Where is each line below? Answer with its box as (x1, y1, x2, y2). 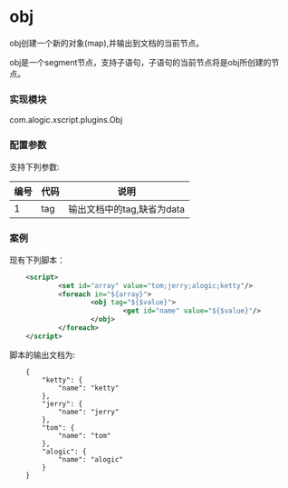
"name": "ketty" (57, 383, 120, 393)
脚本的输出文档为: (9, 349, 76, 360)
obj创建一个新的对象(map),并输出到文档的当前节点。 (9, 37, 205, 48)
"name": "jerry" (57, 407, 120, 416)
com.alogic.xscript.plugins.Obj (9, 115, 123, 125)
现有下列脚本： (9, 254, 65, 265)
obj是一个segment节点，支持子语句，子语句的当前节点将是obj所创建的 (9, 56, 272, 67)
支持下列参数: (9, 161, 61, 172)
